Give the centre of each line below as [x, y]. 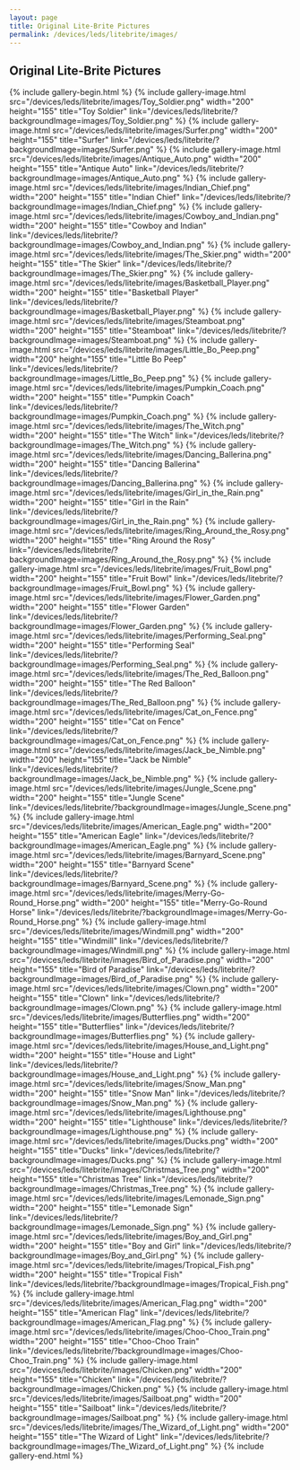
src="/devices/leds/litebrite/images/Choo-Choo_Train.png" [161, 1332]
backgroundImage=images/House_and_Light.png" [102, 1074]
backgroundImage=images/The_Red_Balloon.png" [102, 703]
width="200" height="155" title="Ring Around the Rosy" [112, 540]
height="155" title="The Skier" [65, 264]
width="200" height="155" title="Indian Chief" [95, 197]
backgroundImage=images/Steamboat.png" [90, 340]
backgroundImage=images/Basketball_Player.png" [103, 311]
